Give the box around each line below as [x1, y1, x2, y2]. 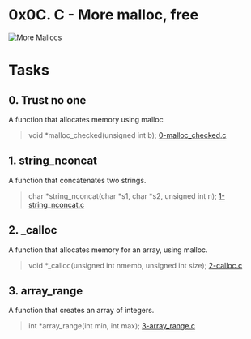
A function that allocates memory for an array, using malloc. [8, 245, 208, 255]
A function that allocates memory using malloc [8, 114, 164, 124]
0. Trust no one [8, 93, 87, 107]
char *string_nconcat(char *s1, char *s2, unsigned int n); [28, 191, 217, 200]
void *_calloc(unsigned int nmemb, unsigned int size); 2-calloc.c [28, 260, 243, 270]
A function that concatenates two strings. [8, 175, 147, 185]
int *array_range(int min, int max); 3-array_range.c [28, 321, 196, 331]
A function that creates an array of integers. [8, 306, 155, 315]
